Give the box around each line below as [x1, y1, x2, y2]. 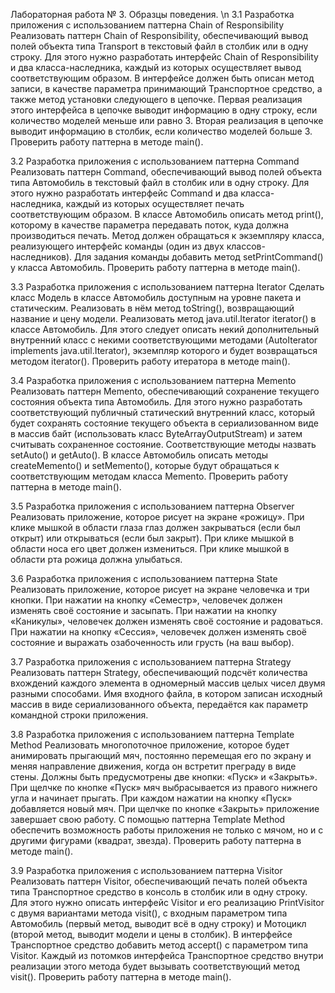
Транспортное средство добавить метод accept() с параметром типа [10, 939, 308, 951]
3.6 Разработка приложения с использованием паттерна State [10, 573, 278, 584]
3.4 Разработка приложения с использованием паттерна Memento [10, 375, 297, 386]
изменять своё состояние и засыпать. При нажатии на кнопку [10, 605, 278, 616]
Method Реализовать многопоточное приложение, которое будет [10, 739, 290, 751]
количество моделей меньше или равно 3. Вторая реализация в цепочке [10, 115, 324, 126]
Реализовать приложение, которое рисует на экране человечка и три [10, 584, 310, 595]
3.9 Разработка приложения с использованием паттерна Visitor [10, 865, 283, 876]
